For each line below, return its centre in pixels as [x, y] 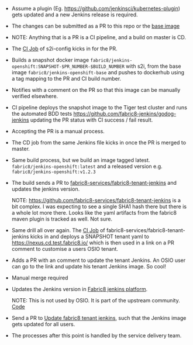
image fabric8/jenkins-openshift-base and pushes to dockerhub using [98, 72]
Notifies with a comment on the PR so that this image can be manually [96, 90]
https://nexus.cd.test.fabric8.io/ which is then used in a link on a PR [93, 243]
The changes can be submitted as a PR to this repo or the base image [96, 26]
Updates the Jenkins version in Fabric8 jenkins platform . [80, 289]
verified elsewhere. [35, 96]
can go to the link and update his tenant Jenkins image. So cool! [89, 266]
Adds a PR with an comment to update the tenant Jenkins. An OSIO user [99, 260]
